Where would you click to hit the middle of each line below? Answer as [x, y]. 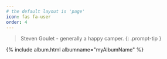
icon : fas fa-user [28, 17]
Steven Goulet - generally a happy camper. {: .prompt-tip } [91, 39]
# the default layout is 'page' [45, 11]
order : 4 [17, 22]
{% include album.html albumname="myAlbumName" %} [75, 50]
